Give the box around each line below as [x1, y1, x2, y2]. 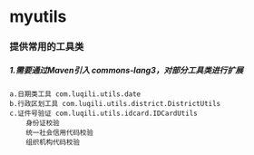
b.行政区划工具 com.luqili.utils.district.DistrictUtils [9, 100, 221, 109]
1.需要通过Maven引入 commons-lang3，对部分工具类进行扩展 [9, 64, 244, 75]
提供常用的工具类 [9, 41, 84, 53]
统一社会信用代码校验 [25, 129, 93, 138]
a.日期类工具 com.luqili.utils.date [9, 90, 142, 99]
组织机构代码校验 [25, 138, 80, 147]
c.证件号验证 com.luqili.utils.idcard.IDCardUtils [9, 109, 198, 119]
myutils [9, 6, 67, 27]
